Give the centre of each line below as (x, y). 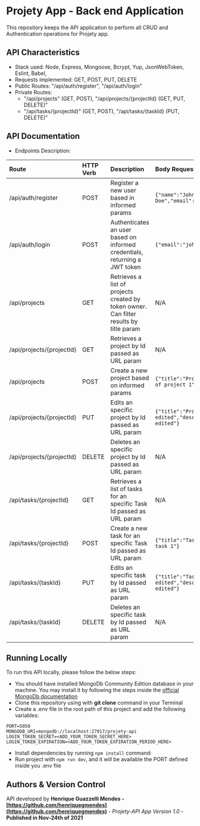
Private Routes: (33, 92)
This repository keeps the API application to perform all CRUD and (87, 27)
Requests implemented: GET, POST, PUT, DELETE (76, 79)
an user (121, 229)
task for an (125, 535)
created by (126, 299)
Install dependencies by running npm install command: (83, 753)
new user (124, 190)
